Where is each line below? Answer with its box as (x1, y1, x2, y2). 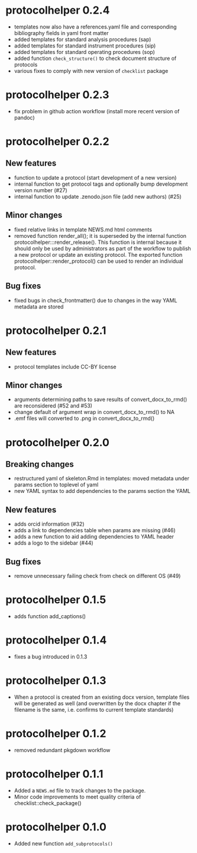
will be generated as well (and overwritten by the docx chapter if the (14, 699, 181, 706)
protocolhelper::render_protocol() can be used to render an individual (14, 257, 183, 265)
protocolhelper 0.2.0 (5, 435, 110, 449)
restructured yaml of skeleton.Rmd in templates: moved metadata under (14, 475, 190, 482)
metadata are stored (14, 303, 64, 310)
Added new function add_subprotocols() (14, 840, 114, 847)
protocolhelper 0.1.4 (5, 634, 107, 647)
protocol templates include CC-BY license (14, 363, 117, 370)
